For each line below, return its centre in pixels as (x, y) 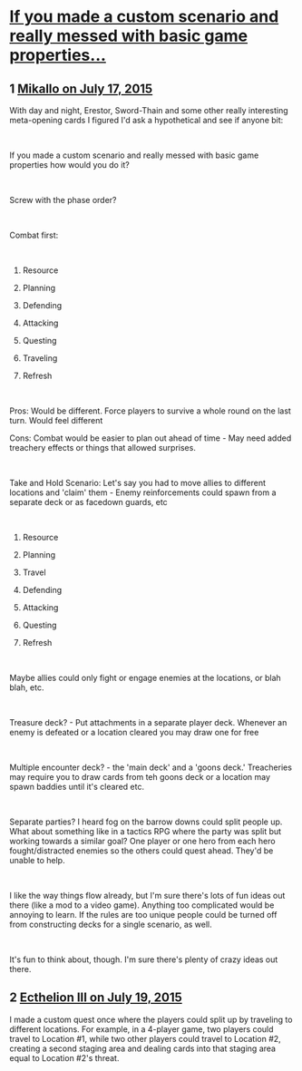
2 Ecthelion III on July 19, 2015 (96, 998)
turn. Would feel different (56, 420)
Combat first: (34, 235)
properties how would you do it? (69, 165)
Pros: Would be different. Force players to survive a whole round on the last (151, 411)
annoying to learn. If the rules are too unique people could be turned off (143, 915)
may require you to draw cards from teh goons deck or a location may (140, 777)
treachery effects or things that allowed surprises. (103, 448)
